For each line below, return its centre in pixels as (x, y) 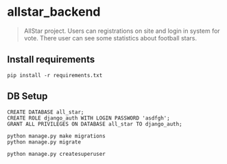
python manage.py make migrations (57, 136)
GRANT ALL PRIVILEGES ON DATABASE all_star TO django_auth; (95, 124)
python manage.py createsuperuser (57, 154)
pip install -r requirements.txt (55, 75)
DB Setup (27, 96)
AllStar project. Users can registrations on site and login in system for (122, 31)
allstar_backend (54, 12)
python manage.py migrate (44, 142)
